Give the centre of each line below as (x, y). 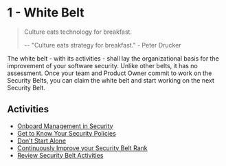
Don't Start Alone (42, 141)
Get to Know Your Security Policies (67, 133)
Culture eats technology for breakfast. (78, 32)
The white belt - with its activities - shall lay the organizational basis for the (113, 58)
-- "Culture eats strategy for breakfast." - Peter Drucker (102, 45)
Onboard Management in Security (65, 126)
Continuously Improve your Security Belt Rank (82, 148)
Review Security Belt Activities (60, 155)
